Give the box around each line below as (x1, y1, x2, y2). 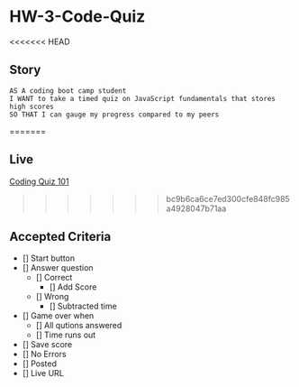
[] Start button (22, 253, 75, 263)
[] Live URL (22, 368, 65, 379)
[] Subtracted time (49, 300, 117, 312)
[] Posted (22, 358, 57, 369)
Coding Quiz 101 (9, 176, 69, 187)
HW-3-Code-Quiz (9, 6, 146, 27)
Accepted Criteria (9, 228, 112, 244)
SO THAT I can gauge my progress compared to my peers (9, 110, 220, 119)
